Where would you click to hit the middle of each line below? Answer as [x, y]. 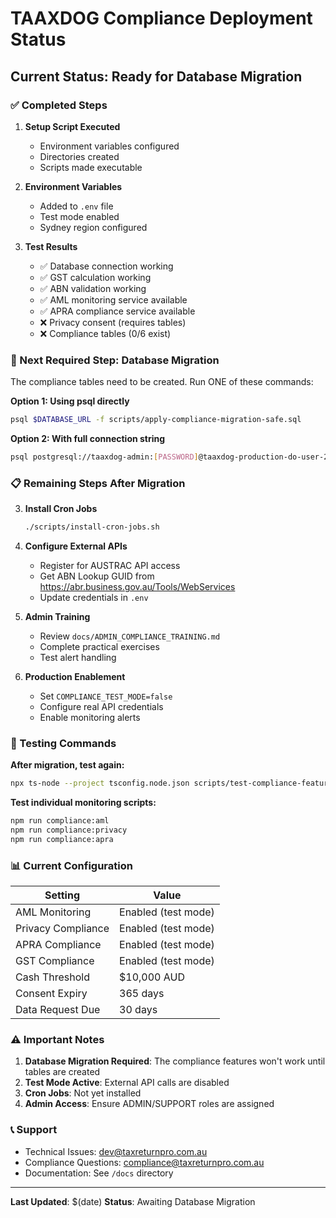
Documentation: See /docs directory [99, 1173]
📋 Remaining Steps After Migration [98, 483]
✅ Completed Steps [59, 105]
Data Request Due [58, 1010]
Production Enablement [75, 677]
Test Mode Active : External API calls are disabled [127, 1083]
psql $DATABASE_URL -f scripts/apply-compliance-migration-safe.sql [156, 420]
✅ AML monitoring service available [113, 299]
